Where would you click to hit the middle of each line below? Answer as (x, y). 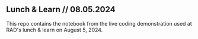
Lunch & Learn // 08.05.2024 (61, 10)
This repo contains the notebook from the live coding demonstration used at (99, 23)
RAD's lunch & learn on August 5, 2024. (55, 30)
